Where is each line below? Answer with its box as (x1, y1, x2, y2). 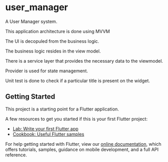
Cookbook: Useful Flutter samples (12, 131, 85, 137)
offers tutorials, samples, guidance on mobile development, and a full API (5, 146, 159, 152)
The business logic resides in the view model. (5, 48, 101, 54)
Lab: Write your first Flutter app (12, 125, 79, 131)
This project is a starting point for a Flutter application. (5, 106, 119, 112)
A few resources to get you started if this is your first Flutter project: (5, 116, 148, 122)
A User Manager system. (5, 18, 58, 24)
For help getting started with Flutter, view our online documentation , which (5, 141, 162, 147)
